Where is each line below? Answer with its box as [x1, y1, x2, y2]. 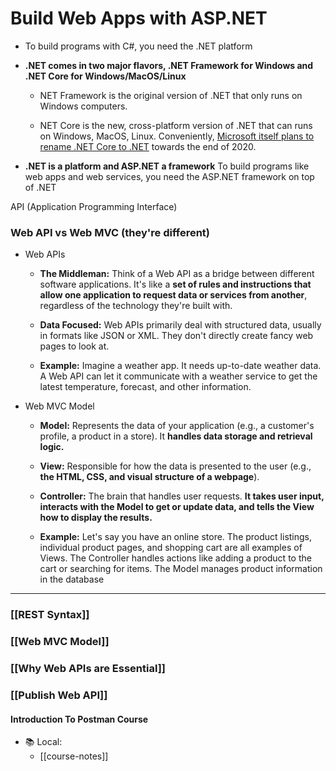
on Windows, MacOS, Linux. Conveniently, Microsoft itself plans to [39, 130, 315, 142]
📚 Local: [24, 736, 63, 748]
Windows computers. [39, 100, 128, 112]
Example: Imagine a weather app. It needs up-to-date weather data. [39, 360, 322, 372]
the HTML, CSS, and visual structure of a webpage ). [39, 471, 260, 483]
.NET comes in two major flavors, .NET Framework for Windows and [24, 59, 314, 71]
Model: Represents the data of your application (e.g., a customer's [39, 420, 315, 432]
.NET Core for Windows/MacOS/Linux [24, 70, 187, 82]
